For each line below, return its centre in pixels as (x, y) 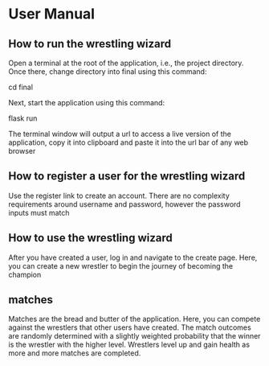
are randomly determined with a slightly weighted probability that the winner (134, 336)
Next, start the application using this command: (87, 103)
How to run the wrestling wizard (90, 44)
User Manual (51, 14)
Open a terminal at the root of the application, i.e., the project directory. (126, 63)
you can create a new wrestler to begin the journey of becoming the (121, 265)
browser (22, 151)
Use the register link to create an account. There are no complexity (119, 195)
